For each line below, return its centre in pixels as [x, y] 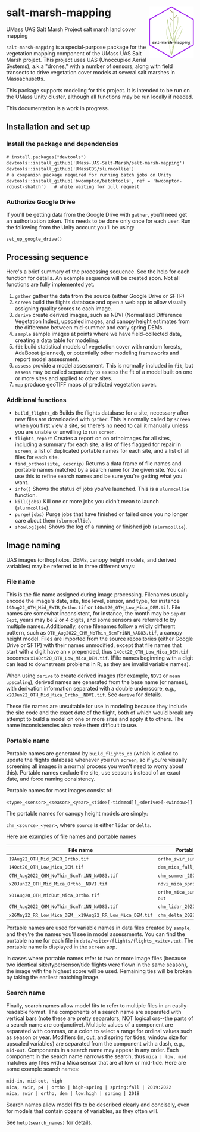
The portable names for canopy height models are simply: [77, 814]
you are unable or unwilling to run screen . [65, 432]
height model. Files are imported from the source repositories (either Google [100, 639]
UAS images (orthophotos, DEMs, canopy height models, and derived [91, 559]
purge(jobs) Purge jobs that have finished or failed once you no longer [101, 514]
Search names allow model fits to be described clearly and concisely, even [98, 1105]
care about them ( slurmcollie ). [53, 521]
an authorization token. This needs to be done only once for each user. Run [99, 221]
